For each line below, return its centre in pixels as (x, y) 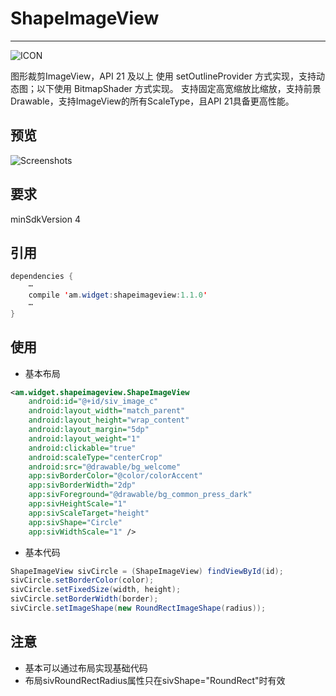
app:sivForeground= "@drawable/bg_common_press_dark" (140, 495)
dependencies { (42, 277)
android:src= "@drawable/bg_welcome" (105, 467)
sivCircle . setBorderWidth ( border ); (84, 599)
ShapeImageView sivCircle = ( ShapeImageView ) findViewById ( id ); (147, 571)
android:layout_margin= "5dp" (89, 430)
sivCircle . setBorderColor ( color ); (82, 580)
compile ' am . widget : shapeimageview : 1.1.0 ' (118, 295)
